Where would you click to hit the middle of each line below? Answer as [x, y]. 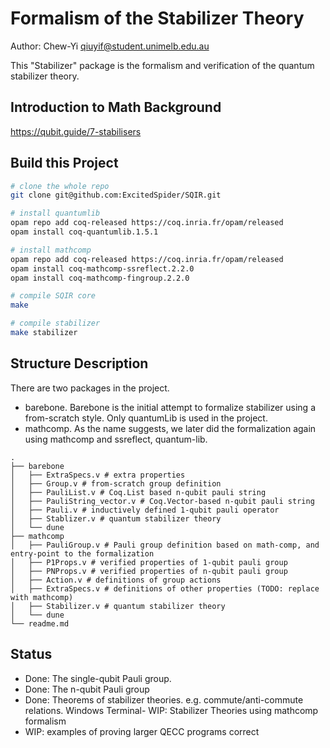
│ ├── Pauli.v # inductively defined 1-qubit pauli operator [145, 510]
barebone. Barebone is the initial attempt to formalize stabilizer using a [170, 407]
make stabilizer [44, 333]
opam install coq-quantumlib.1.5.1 [84, 232]
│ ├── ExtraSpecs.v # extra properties [98, 475]
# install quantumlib [55, 213]
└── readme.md [40, 623]
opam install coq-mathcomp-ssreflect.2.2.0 [102, 268]
